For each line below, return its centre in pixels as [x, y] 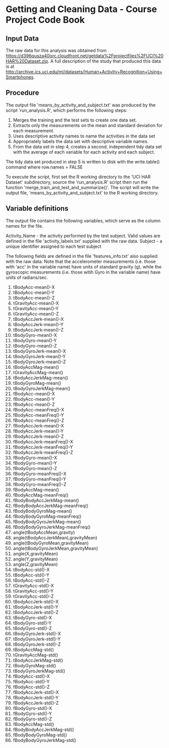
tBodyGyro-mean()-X [35, 335]
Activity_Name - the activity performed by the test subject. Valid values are [83, 236]
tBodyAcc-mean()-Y [34, 292]
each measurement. [34, 130]
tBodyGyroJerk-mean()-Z [39, 362]
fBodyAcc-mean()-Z [34, 404]
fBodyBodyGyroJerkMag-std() [45, 740]
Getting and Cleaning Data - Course [81, 9]
